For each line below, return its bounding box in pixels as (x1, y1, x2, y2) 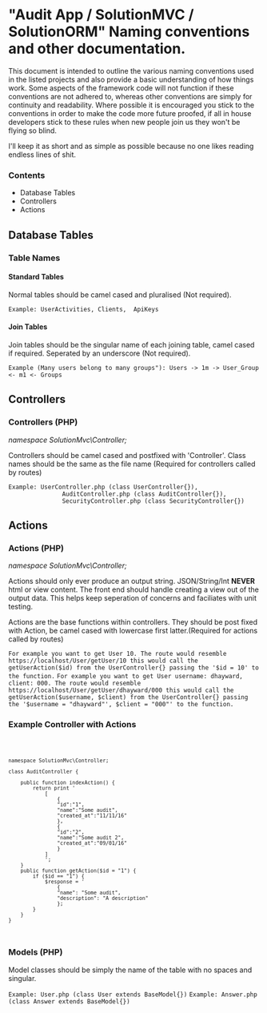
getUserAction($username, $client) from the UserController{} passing (8, 693, 249, 701)
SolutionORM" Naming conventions (8, 22, 250, 41)
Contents (8, 170, 46, 181)
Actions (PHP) (8, 542, 64, 553)
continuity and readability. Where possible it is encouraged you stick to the (8, 100, 255, 110)
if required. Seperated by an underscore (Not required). (8, 348, 191, 358)
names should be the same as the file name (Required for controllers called (8, 459, 256, 468)
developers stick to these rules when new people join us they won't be (8, 117, 241, 127)
